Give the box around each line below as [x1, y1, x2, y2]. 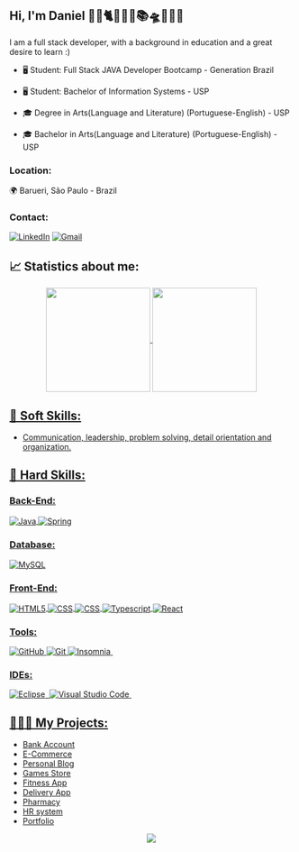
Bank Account [22, 739, 75, 750]
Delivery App [22, 787, 71, 798]
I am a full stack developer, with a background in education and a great [9, 36, 273, 48]
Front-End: [9, 582, 59, 594]
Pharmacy [22, 797, 61, 808]
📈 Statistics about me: [9, 259, 140, 274]
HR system [22, 806, 63, 817]
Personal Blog [22, 758, 75, 769]
